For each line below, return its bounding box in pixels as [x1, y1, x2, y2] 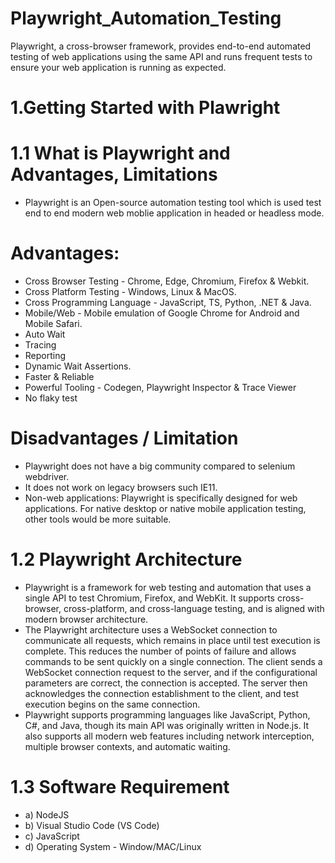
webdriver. [24, 470, 70, 482]
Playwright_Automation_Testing [10, 7, 282, 30]
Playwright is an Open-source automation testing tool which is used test [24, 197, 322, 209]
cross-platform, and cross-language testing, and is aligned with [63, 602, 325, 614]
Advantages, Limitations [10, 163, 218, 186]
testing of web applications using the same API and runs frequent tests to [10, 50, 313, 62]
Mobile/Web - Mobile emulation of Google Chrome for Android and [24, 307, 300, 319]
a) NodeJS [24, 808, 70, 821]
